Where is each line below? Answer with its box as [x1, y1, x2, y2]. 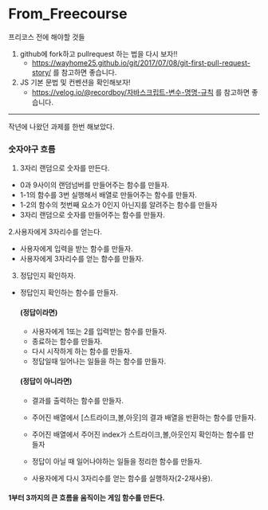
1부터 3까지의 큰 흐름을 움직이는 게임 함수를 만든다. [8, 493, 165, 503]
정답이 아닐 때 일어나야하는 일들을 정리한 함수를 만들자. [31, 456, 203, 466]
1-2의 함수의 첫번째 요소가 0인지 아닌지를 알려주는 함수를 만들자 [19, 200, 218, 210]
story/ [31, 67, 52, 76]
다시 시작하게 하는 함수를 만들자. [31, 347, 132, 356]
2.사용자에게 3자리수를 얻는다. [8, 227, 102, 237]
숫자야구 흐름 [8, 143, 56, 155]
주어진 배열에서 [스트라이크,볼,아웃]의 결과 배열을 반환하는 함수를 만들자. [31, 412, 257, 422]
